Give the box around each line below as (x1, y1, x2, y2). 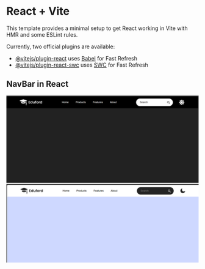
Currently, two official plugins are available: (6, 43, 115, 50)
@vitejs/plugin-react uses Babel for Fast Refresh (15, 54, 138, 62)
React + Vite (6, 4, 70, 18)
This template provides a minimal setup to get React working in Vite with (6, 24, 188, 32)
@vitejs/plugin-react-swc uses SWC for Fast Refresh (15, 61, 148, 68)
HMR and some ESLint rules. (6, 31, 78, 38)
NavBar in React (6, 79, 69, 89)
